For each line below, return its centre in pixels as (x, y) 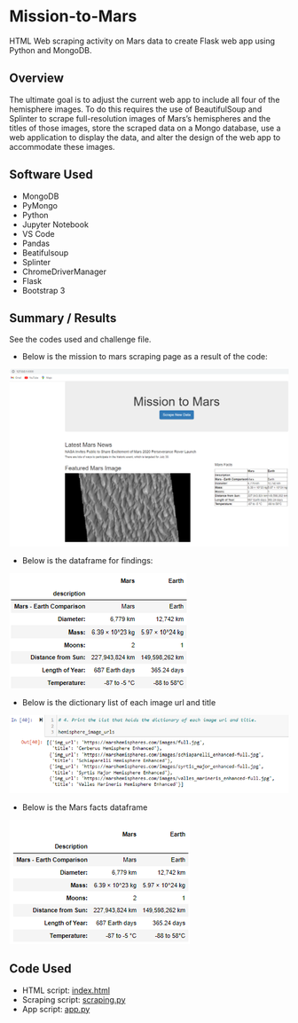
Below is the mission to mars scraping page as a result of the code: (145, 357)
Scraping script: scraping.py (74, 999)
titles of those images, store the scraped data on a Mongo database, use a (145, 128)
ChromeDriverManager (64, 271)
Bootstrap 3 (43, 290)
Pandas (36, 243)
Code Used (41, 969)
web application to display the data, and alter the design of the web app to (145, 137)
